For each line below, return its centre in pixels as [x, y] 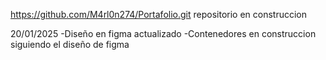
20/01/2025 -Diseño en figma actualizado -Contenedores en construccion [163, 33]
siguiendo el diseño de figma [70, 44]
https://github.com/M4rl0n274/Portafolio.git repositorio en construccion [159, 14]
